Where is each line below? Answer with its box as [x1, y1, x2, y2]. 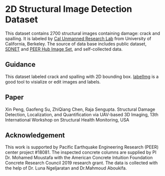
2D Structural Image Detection [5, 3, 132, 15]
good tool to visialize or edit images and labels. [5, 79, 101, 85]
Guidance [5, 60, 36, 69]
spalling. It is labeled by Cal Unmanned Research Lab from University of [5, 36, 152, 42]
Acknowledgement [5, 131, 65, 139]
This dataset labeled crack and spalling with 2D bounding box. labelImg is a [5, 73, 159, 80]
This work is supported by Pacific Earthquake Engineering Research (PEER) [5, 144, 159, 150]
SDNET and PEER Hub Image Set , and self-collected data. [5, 46, 123, 52]
